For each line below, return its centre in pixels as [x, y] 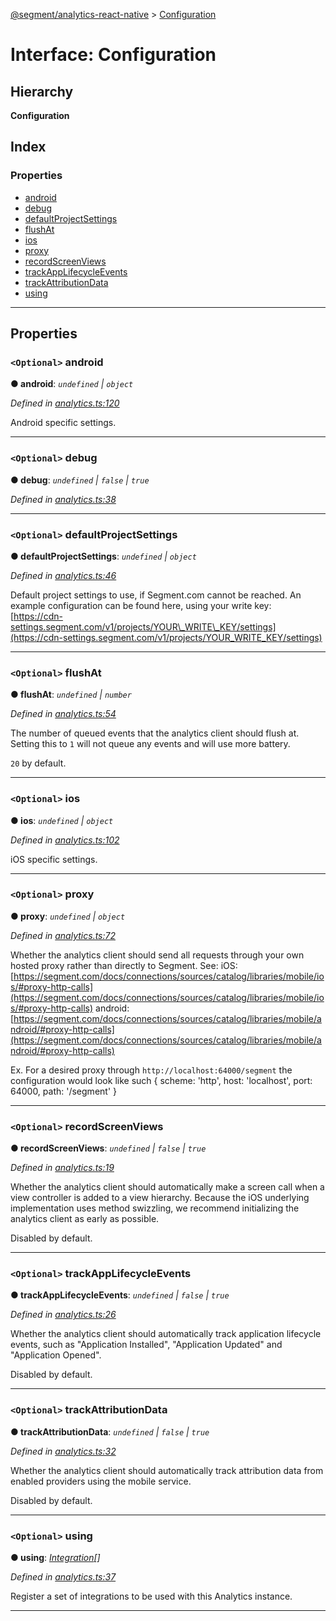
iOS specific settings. [54, 859]
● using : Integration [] [55, 1558]
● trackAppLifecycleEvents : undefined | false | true [120, 1295]
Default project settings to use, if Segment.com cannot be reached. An [156, 595]
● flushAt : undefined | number [71, 695]
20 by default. [38, 763]
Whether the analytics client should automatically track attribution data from [167, 1470]
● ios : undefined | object [62, 820]
